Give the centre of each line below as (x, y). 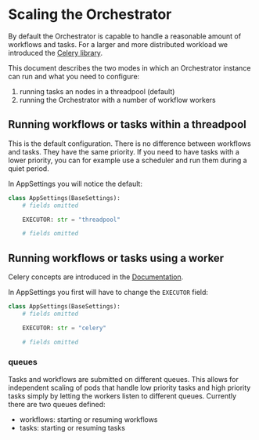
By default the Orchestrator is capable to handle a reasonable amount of (124, 36)
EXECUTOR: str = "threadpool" (72, 220)
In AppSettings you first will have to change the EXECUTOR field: (108, 293)
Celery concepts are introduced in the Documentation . (96, 277)
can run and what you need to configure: (74, 76)
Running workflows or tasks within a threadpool (127, 124)
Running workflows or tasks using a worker (116, 258)
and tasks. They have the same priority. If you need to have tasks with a (124, 151)
